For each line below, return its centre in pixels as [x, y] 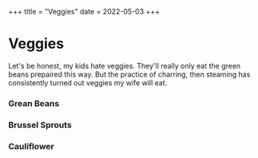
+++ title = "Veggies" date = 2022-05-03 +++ [84, 12]
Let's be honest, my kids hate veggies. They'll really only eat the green [125, 65]
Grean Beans [34, 103]
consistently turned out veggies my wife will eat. [88, 82]
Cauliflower [31, 146]
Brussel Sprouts [40, 124]
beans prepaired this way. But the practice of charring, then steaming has [129, 74]
